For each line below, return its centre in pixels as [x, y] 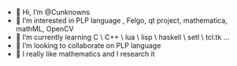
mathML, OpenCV [44, 29]
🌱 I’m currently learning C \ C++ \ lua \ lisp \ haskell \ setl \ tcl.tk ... [122, 37]
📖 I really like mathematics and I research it [85, 54]
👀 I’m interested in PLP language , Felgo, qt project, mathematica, [122, 20]
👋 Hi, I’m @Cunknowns [53, 12]
